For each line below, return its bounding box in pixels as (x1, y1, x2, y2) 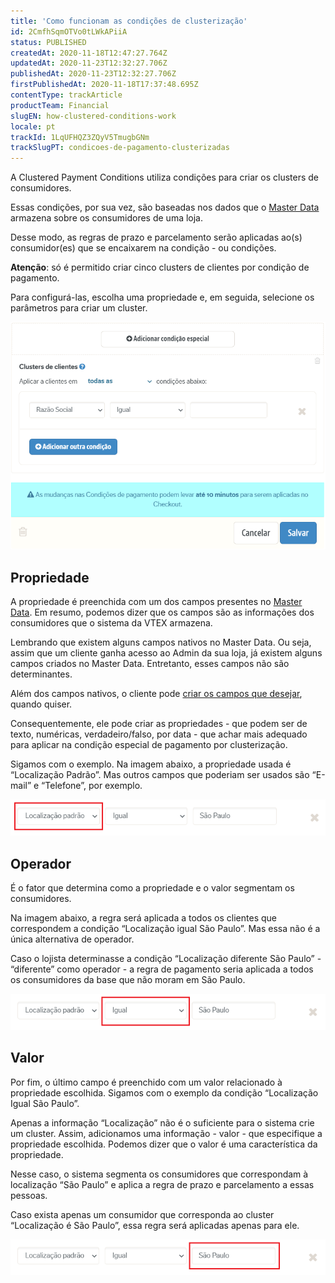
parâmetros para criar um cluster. (10, 302, 148, 314)
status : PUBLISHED (10, 37, 87, 47)
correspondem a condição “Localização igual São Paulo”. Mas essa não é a (10, 923, 321, 935)
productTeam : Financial (10, 100, 110, 110)
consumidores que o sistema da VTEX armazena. (10, 617, 213, 629)
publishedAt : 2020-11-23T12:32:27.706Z (10, 69, 177, 79)
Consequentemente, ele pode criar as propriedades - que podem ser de (10, 718, 308, 730)
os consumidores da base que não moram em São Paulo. (10, 974, 246, 986)
